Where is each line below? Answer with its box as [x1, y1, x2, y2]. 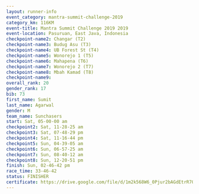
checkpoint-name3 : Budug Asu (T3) [6, 42, 92, 48]
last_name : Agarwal [6, 102, 54, 108]
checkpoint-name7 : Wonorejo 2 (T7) [6, 63, 94, 70]
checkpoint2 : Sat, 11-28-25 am [6, 124, 84, 130]
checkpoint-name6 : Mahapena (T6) [6, 58, 89, 64]
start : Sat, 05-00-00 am [6, 119, 68, 125]
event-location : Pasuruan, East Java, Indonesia [6, 31, 129, 37]
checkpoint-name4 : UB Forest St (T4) [6, 47, 99, 53]
